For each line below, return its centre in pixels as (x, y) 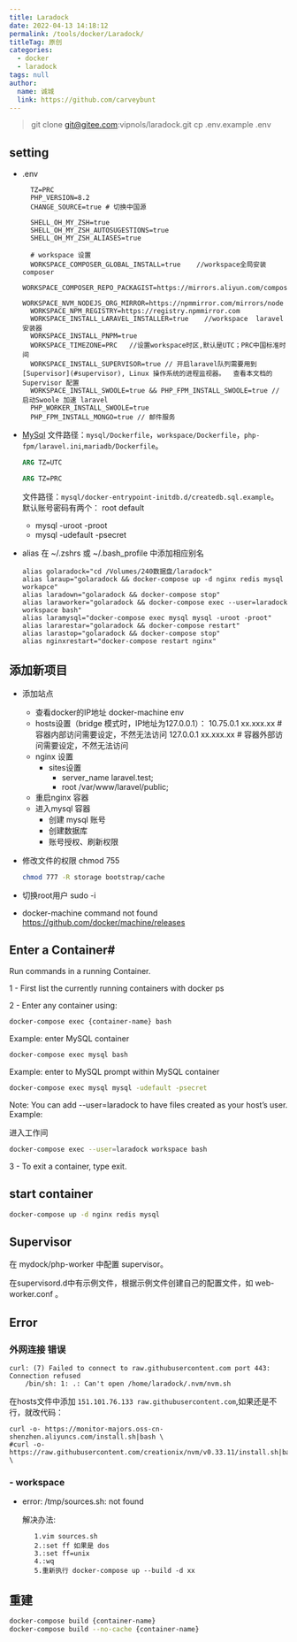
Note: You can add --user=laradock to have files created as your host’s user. (148, 1105)
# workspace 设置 (61, 256)
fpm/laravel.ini (52, 447)
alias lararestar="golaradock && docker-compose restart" (131, 625)
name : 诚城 (36, 91)
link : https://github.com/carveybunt (87, 100)
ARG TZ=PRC (42, 479)
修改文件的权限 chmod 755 (71, 860)
